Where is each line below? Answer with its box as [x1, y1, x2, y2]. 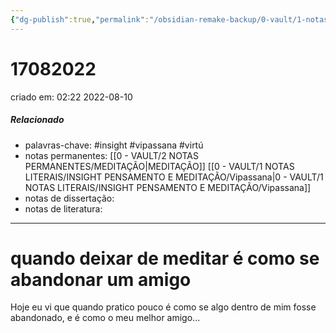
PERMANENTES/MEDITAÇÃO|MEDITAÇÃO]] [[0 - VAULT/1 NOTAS [24, 160, 295, 172]
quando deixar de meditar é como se [10, 247, 320, 270]
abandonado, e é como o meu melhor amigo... [10, 312, 201, 324]
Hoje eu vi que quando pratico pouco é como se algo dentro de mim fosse [10, 301, 317, 313]
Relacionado [10, 114, 65, 126]
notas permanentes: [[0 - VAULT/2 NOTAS [24, 149, 199, 161]
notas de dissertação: [24, 192, 115, 204]
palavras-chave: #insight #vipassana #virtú [24, 139, 204, 151]
